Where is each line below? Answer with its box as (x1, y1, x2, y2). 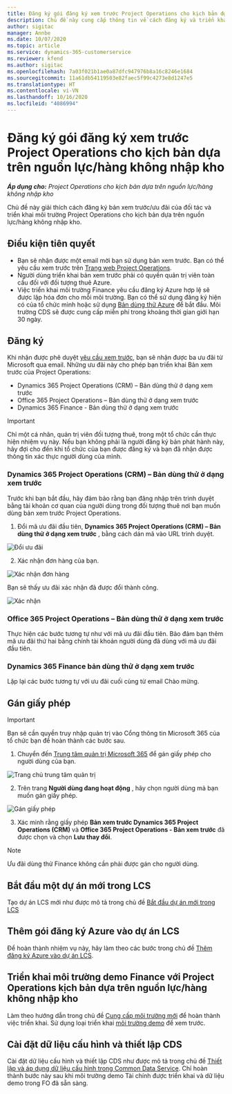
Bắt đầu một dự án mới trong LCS (7, 879, 151, 891)
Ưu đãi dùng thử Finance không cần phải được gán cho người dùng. (7, 859, 199, 868)
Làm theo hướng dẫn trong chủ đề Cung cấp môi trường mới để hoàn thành (7, 1011, 221, 1019)
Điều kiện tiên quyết (7, 238, 95, 250)
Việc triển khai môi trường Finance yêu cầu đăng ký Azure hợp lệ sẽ (17, 285, 211, 294)
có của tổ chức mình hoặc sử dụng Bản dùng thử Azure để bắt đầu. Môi (17, 300, 221, 309)
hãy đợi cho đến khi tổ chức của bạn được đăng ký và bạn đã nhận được (7, 445, 213, 453)
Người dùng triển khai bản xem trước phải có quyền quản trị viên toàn (17, 271, 215, 279)
